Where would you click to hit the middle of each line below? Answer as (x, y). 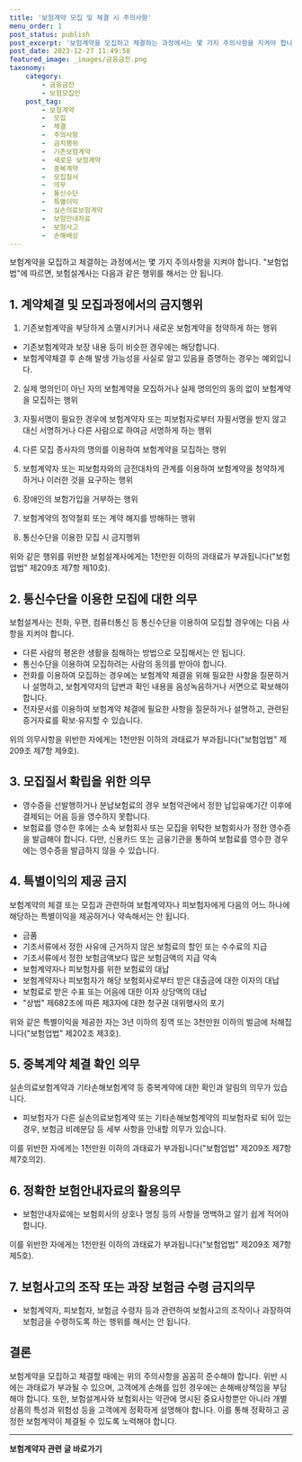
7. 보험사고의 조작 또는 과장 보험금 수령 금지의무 (133, 1287)
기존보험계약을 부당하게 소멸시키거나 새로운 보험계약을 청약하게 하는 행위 (150, 328)
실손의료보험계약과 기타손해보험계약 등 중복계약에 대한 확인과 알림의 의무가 (140, 1087)
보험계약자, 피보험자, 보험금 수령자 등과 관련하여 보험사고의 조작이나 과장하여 (157, 1311)
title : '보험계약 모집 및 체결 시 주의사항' (81, 18)
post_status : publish (50, 34)
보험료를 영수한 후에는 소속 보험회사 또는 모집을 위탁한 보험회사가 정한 (145, 827)
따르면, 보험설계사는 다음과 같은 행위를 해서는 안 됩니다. (127, 273)
